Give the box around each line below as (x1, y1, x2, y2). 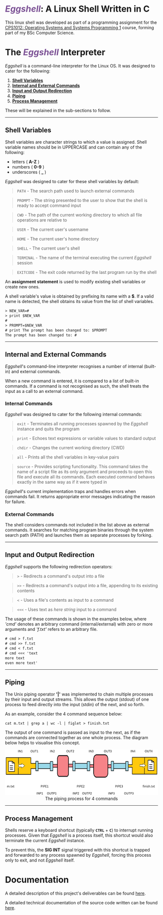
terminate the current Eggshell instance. (5, 838, 85, 844)
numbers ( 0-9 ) (12, 164, 45, 169)
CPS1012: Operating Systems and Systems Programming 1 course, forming (5, 24, 154, 30)
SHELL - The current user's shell (16, 245, 80, 251)
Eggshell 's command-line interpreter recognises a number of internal (5, 363, 143, 369)
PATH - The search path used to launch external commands (16, 188, 134, 194)
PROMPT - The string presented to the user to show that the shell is (16, 197, 148, 203)
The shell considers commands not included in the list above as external (5, 522, 149, 528)
